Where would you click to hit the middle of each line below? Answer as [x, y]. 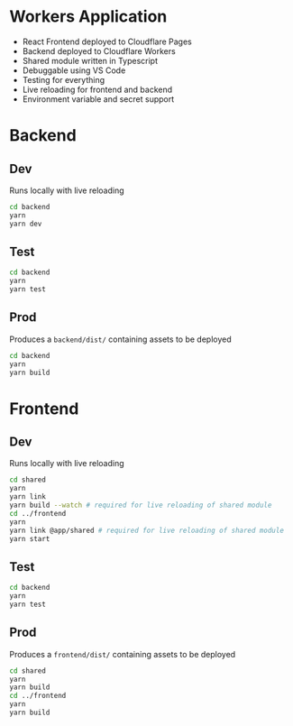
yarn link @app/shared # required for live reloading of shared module [146, 530]
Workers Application [88, 17]
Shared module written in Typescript [90, 60]
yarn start [30, 538]
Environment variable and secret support [98, 99]
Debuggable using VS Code [74, 70]
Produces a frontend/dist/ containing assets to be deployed [123, 654]
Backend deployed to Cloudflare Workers [99, 51]
